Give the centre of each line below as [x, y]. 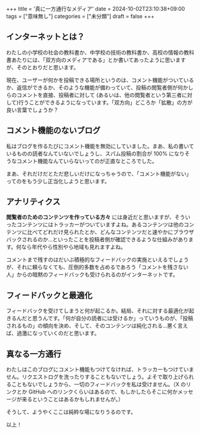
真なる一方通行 [34, 354]
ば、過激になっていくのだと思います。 [53, 333]
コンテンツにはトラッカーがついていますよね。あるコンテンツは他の [100, 225]
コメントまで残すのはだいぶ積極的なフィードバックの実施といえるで [90, 260]
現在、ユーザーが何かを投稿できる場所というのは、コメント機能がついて [95, 80]
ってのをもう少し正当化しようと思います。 [58, 181]
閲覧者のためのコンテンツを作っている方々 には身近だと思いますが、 [90, 217]
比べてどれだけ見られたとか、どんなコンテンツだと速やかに [100, 232]
